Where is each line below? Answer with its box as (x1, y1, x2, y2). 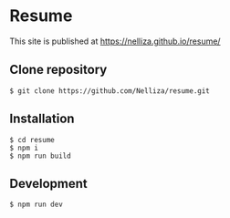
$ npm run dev (9, 200, 64, 210)
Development (9, 175, 89, 192)
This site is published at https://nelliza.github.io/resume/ (9, 36, 221, 47)
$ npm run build (9, 151, 71, 161)
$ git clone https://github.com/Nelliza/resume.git (9, 86, 210, 96)
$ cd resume (9, 135, 55, 144)
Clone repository (9, 62, 108, 78)
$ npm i (9, 143, 39, 152)
